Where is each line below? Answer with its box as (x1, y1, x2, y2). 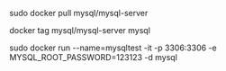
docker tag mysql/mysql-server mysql (9, 25, 151, 35)
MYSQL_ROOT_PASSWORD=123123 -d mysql (9, 52, 178, 62)
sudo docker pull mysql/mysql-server (9, 8, 149, 18)
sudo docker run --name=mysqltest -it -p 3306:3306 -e (9, 42, 218, 53)
